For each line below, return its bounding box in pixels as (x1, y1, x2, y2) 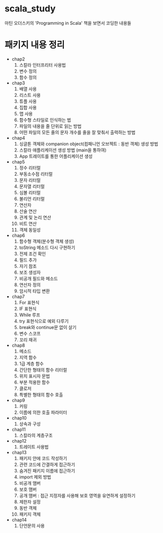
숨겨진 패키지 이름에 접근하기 (19, 467, 75, 473)
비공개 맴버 (19, 480, 41, 486)
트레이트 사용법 (19, 444, 49, 450)
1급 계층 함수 (19, 361, 44, 367)
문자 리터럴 (19, 177, 41, 183)
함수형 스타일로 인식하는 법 (19, 117, 71, 123)
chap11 (11, 426, 26, 432)
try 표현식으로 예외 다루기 (19, 318, 69, 324)
